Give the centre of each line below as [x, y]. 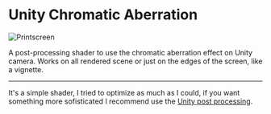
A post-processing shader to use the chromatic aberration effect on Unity [130, 52]
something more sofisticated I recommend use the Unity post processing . [131, 101]
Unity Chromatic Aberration [103, 15]
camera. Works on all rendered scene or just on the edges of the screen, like [135, 61]
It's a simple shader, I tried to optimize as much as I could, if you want [124, 92]
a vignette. [26, 69]
